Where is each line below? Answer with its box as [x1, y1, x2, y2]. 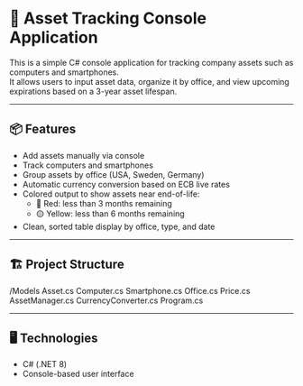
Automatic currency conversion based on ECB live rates [22, 179, 230, 189]
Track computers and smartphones [22, 160, 153, 170]
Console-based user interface [22, 369, 134, 380]
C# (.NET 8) [22, 359, 68, 370]
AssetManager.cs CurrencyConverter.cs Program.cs [9, 295, 204, 306]
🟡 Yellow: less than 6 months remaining [35, 207, 185, 219]
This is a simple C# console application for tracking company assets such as [9, 57, 294, 68]
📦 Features [9, 122, 77, 137]
